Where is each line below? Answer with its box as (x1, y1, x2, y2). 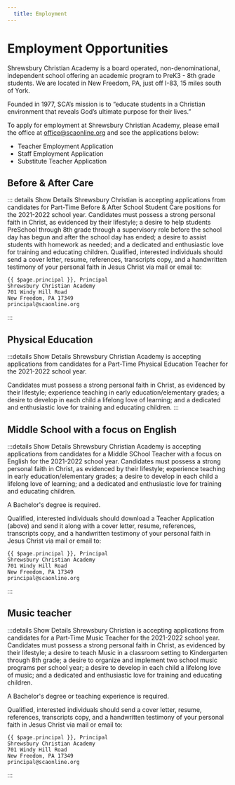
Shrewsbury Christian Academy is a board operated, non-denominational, (7, 64, 221, 72)
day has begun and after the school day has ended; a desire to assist (7, 233, 207, 242)
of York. (7, 86, 30, 95)
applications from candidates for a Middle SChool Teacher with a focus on (7, 450, 222, 458)
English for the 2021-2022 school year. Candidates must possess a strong (7, 457, 221, 466)
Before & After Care (7, 177, 94, 189)
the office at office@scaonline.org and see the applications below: (7, 128, 199, 137)
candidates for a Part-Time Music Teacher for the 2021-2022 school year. (7, 633, 220, 642)
